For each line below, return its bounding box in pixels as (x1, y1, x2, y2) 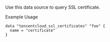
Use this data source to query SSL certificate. (5, 4, 100, 10)
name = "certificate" (10, 28, 56, 33)
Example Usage (5, 14, 38, 19)
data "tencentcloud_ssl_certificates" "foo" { (5, 23, 105, 28)
